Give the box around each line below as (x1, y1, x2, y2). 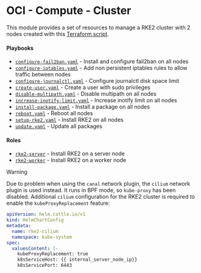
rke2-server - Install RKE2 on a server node (15, 150, 125, 157)
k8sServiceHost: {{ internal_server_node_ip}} (17, 257, 138, 263)
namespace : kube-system (12, 234, 72, 240)
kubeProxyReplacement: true (17, 251, 88, 257)
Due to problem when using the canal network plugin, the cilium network (6, 180, 191, 188)
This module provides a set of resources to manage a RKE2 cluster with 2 (6, 24, 191, 31)
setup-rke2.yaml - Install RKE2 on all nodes (15, 116, 124, 124)
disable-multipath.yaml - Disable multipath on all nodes (15, 90, 157, 97)
